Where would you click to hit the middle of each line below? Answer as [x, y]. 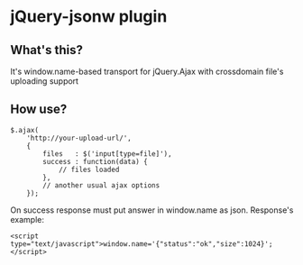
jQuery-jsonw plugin [89, 17]
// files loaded [89, 169]
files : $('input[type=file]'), [107, 154]
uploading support [45, 81]
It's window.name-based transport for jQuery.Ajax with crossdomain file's [147, 71]
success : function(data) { [95, 161]
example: [27, 219]
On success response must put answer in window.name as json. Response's [152, 210]
